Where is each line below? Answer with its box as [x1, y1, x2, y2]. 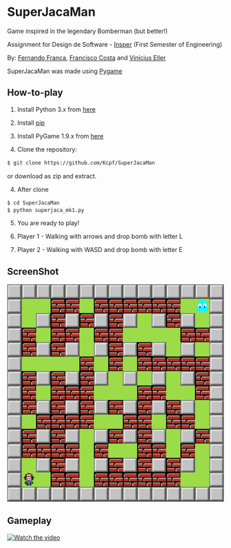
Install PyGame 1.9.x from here [16, 131, 104, 140]
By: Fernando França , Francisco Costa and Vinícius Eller [7, 53, 166, 62]
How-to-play [7, 87, 63, 98]
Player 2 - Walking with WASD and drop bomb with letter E [16, 246, 184, 254]
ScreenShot [7, 266, 59, 277]
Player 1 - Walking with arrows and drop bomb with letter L [16, 232, 184, 241]
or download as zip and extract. [7, 171, 97, 180]
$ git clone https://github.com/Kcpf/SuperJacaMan [7, 159, 155, 166]
